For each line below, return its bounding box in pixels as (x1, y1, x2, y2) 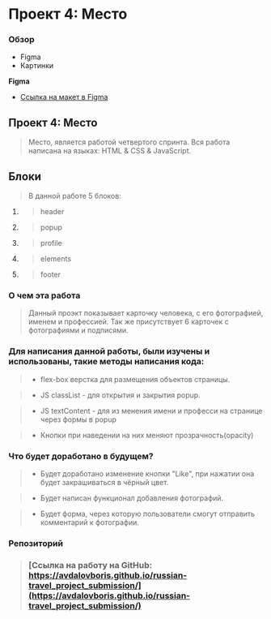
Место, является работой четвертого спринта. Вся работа (28, 137, 231, 147)
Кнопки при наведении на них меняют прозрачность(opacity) (40, 430, 254, 440)
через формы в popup (40, 415, 117, 424)
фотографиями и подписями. (28, 325, 129, 335)
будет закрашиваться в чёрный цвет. (40, 478, 169, 487)
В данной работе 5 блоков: (28, 191, 121, 201)
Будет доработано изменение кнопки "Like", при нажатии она (40, 469, 255, 479)
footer (40, 269, 61, 280)
